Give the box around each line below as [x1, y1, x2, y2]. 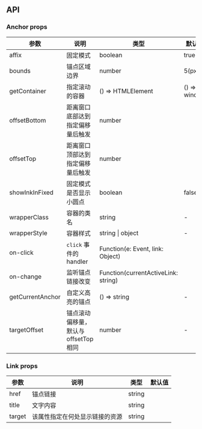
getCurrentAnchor [9, 293, 61, 301]
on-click [9, 248, 34, 257]
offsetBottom [9, 116, 46, 124]
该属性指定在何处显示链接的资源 [32, 412, 123, 421]
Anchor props [6, 23, 47, 31]
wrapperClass [9, 213, 49, 221]
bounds [9, 66, 31, 75]
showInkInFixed [9, 188, 54, 196]
